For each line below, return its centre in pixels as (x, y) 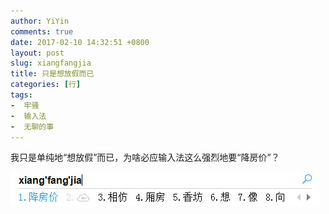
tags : (21, 95)
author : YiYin (40, 21)
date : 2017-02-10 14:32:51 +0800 (80, 42)
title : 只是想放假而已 (52, 74)
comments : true (42, 31)
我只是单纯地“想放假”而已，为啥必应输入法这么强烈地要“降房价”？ (145, 157)
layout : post (37, 53)
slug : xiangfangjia (51, 63)
